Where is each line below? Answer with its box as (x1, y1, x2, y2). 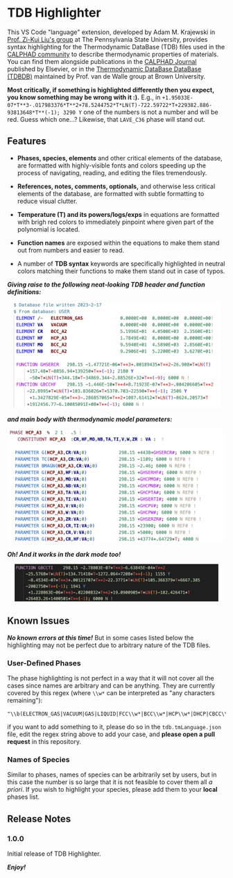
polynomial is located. (17, 225, 80, 234)
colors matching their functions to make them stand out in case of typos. (17, 266, 225, 275)
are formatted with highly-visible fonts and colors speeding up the (17, 161, 207, 170)
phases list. (7, 792, 40, 801)
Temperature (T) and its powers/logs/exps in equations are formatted (17, 210, 220, 218)
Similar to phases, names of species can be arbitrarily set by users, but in (7, 770, 217, 779)
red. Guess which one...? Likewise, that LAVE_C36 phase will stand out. (7, 115, 206, 123)
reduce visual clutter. (17, 197, 78, 205)
